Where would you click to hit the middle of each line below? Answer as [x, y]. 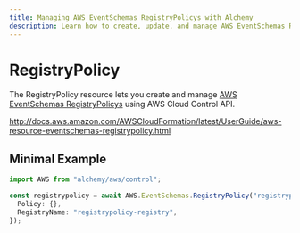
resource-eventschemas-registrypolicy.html [90, 131]
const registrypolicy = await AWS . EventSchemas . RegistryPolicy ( [131, 196]
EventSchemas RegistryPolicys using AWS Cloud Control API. [122, 104]
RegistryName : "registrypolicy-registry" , [97, 212]
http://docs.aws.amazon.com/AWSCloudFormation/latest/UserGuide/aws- [146, 121]
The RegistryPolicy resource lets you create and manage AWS [124, 95]
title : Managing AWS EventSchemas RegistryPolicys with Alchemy [131, 17]
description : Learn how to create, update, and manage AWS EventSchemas [147, 26]
